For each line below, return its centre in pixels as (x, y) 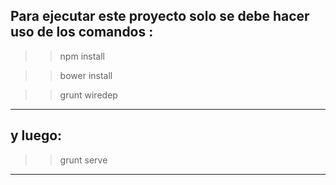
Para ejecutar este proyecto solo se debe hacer (160, 16)
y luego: (36, 135)
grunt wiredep (88, 95)
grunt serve (83, 160)
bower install (86, 75)
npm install (82, 56)
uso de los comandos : (82, 32)
